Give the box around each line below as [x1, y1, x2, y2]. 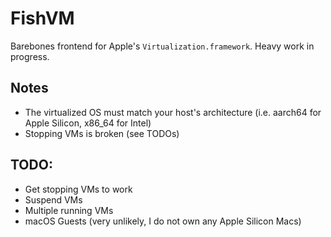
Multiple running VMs [24, 204, 114, 216]
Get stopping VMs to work [24, 183, 133, 195]
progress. [10, 50, 50, 62]
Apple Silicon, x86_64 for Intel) [24, 117, 152, 129]
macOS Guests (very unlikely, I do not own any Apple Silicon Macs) [24, 215, 302, 227]
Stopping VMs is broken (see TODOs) [24, 127, 180, 139]
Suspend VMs [24, 193, 83, 206]
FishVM [10, 7, 75, 30]
